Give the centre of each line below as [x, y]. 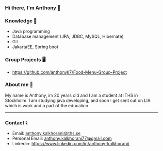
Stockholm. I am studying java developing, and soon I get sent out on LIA [78, 100]
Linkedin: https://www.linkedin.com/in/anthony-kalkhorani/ [71, 144]
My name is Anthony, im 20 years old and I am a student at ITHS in [72, 95]
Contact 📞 [16, 122]
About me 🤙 [19, 84]
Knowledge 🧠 [21, 20]
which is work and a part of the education [47, 105]
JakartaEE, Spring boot [35, 47]
